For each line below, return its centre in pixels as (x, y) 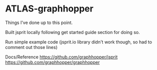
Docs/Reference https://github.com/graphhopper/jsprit (62, 57)
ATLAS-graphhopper (49, 9)
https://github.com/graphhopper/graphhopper (53, 62)
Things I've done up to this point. (39, 22)
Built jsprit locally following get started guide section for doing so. (73, 32)
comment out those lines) (31, 47)
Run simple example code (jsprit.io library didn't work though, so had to (78, 42)
